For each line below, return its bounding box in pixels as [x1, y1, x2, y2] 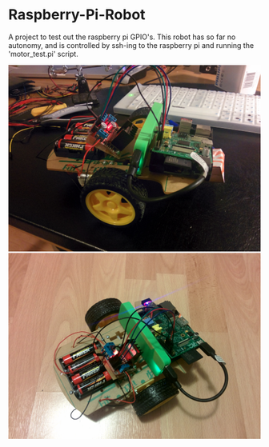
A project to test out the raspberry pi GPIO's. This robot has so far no [8, 32, 236, 42]
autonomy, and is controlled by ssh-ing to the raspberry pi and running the [8, 40, 255, 50]
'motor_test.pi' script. [8, 49, 78, 58]
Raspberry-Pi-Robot [8, 6, 146, 24]
